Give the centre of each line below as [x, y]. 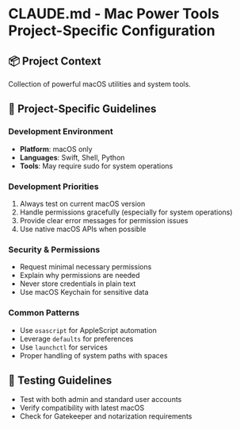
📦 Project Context [55, 61]
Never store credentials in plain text [78, 284]
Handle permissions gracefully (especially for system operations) [126, 212]
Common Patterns [44, 313]
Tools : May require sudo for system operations [96, 166]
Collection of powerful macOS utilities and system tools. [100, 84]
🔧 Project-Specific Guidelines [82, 109]
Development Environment [61, 132]
